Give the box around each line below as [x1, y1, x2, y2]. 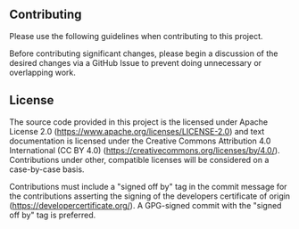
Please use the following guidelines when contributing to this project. [9, 30, 263, 41]
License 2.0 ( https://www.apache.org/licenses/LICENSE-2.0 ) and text [9, 126, 265, 136]
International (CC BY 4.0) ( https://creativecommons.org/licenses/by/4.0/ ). [9, 144, 280, 155]
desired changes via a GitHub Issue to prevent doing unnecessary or [9, 57, 262, 68]
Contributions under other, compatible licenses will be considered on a [9, 154, 270, 165]
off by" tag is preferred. [9, 209, 96, 220]
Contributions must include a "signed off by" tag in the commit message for [9, 181, 287, 192]
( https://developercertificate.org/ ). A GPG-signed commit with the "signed [9, 200, 282, 210]
